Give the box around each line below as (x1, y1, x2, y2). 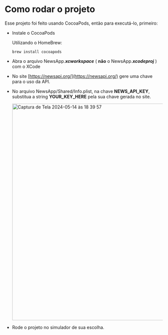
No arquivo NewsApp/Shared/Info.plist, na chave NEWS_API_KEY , (12, 88, 150, 94)
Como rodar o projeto (5, 4, 95, 15)
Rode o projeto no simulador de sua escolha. (12, 324, 105, 330)
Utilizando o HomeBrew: (12, 39, 62, 46)
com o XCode (12, 63, 41, 69)
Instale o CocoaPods (12, 30, 55, 36)
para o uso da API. (12, 78, 51, 84)
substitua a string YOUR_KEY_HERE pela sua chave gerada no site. (12, 93, 151, 99)
